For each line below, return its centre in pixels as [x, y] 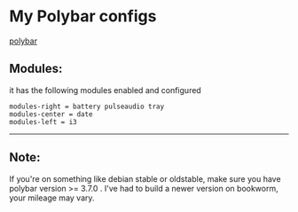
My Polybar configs [83, 16]
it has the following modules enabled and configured [105, 90]
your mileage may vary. [52, 198]
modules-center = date [51, 114]
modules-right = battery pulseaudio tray [87, 106]
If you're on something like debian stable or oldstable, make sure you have [145, 178]
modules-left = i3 [43, 122]
